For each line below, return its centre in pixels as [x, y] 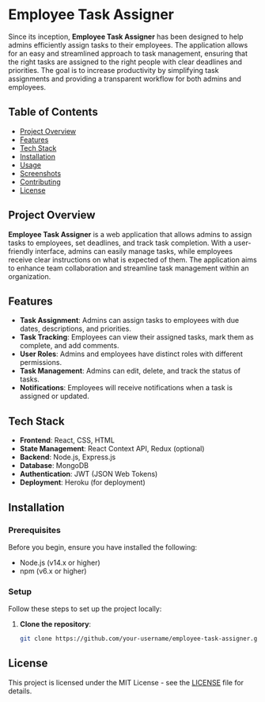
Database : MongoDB [54, 466]
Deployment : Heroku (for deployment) [83, 482]
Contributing [40, 182]
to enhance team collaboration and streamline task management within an [129, 268]
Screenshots [40, 173]
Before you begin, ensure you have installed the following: [103, 547]
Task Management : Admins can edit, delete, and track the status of [130, 371]
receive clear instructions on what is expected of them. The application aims [132, 259]
